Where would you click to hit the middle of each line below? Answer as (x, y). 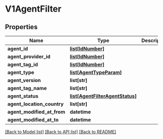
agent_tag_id (23, 64)
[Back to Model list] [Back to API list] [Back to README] (61, 132)
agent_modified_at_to (33, 120)
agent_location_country (36, 104)
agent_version (24, 80)
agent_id (18, 49)
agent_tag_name (27, 88)
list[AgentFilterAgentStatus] (103, 96)
